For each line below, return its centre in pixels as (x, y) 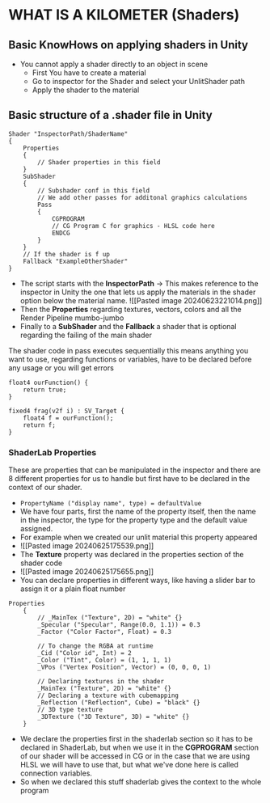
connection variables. (56, 773)
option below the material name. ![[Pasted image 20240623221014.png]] (141, 300)
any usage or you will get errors (61, 368)
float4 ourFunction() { (49, 382)
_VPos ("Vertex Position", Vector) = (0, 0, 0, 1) (124, 668)
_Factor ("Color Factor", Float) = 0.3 (105, 632)
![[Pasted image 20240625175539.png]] (87, 546)
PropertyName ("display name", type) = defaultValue (111, 504)
